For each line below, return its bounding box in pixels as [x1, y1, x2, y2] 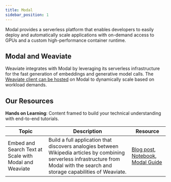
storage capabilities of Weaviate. [48, 168, 127, 175]
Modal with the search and [48, 162, 112, 169]
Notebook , [131, 152, 157, 160]
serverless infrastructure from [48, 155, 121, 163]
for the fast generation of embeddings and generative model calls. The [5, 71, 154, 77]
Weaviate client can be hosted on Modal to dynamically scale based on [5, 76, 154, 82]
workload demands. [5, 82, 47, 88]
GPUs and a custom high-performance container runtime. [5, 37, 126, 43]
